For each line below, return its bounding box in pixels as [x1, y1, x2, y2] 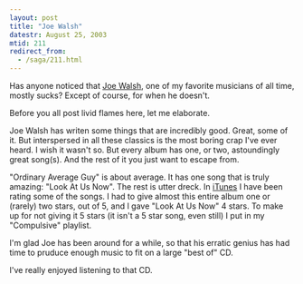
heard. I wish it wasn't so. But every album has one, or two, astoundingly [9, 144, 280, 155]
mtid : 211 [9, 38, 47, 48]
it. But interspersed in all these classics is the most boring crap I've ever [9, 135, 278, 145]
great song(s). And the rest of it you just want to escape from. [9, 154, 240, 164]
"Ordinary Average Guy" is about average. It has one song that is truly [9, 171, 270, 182]
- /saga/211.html [17, 55, 83, 64]
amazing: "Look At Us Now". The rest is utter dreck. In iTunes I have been [9, 181, 283, 191]
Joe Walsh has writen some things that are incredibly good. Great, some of [9, 125, 289, 136]
